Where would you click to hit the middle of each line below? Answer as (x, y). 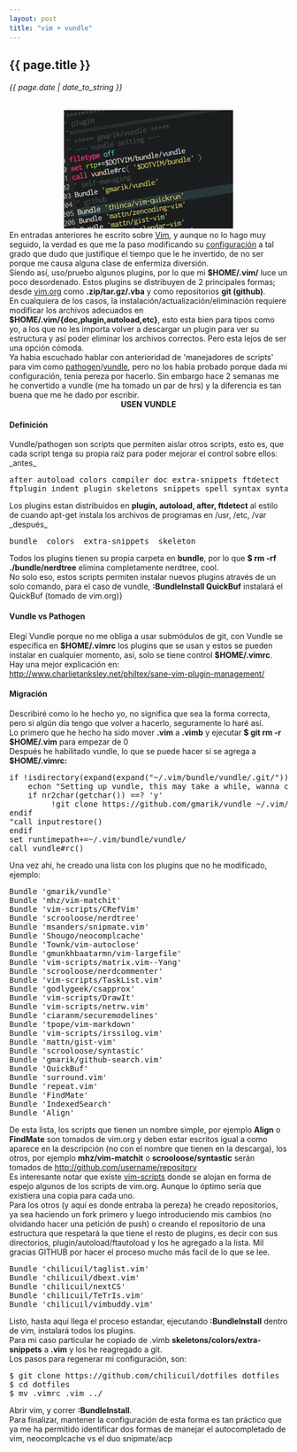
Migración (28, 694)
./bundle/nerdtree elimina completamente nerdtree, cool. (114, 568)
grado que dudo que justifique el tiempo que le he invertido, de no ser (137, 254)
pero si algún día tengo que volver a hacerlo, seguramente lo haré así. (136, 722)
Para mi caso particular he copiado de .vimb (90, 1340)
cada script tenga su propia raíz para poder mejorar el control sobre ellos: (144, 454)
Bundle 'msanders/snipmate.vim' (79, 927)
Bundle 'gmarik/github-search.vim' (86, 1059)
